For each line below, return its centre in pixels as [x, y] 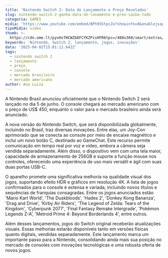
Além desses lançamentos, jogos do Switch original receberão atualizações [83, 223]
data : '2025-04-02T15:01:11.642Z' [41, 47]
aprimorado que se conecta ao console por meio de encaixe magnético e [80, 135]
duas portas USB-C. [26, 167]
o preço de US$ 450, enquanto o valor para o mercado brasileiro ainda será [83, 109]
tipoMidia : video [23, 29]
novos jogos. [18, 250]
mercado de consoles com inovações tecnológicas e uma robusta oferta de [83, 245]
